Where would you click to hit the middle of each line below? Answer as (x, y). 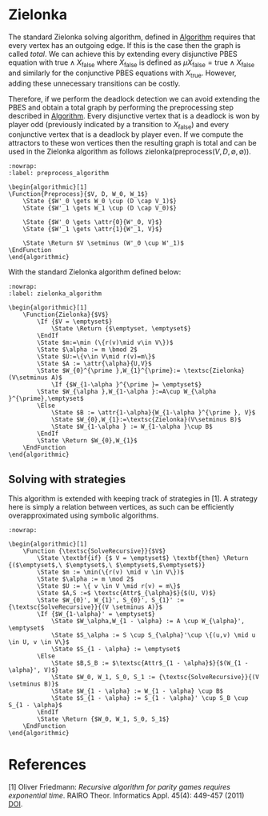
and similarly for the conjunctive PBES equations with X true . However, (122, 74)
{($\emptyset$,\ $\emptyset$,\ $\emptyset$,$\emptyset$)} (107, 566)
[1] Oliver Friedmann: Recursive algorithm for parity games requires (119, 787)
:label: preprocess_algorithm (59, 174)
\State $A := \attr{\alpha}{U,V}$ (94, 364)
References (47, 765)
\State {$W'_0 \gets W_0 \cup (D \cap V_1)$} (100, 202)
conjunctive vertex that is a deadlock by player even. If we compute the (126, 134)
